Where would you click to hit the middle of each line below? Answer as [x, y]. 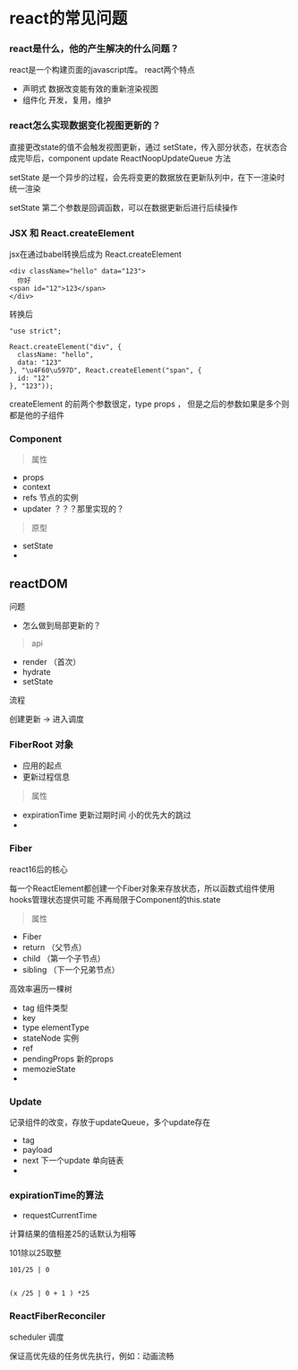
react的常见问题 [68, 18]
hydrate [36, 672]
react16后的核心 [39, 869]
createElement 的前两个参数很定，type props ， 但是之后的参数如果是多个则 [149, 404]
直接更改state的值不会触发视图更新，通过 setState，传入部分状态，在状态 [145, 147]
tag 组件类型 [45, 1008]
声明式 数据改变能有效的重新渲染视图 [90, 89]
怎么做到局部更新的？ [61, 625]
